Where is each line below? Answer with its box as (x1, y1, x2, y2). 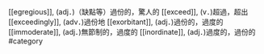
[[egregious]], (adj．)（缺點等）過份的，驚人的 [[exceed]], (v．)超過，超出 (8, 7, 249, 16)
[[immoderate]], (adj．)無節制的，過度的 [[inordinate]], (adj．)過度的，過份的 (8, 27, 256, 36)
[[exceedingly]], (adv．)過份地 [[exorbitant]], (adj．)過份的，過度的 (8, 17, 224, 27)
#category (8, 36, 43, 46)
